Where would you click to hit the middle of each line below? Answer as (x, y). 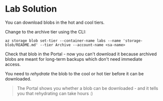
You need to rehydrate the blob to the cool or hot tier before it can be (74, 73)
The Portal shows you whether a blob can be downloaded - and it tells (88, 88)
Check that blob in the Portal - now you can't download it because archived (81, 54)
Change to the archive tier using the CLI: (46, 32)
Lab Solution (31, 9)
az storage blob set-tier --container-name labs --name (63, 41)
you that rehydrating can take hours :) (55, 93)
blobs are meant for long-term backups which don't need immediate (74, 59)
